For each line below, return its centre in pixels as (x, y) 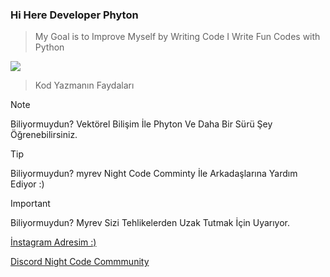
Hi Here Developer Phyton (74, 15)
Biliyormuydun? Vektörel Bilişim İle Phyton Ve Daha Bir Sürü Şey (141, 124)
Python (49, 47)
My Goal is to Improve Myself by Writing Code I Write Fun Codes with (177, 37)
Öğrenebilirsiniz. (44, 135)
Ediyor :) (27, 184)
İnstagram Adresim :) (53, 242)
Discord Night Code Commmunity (80, 262)
